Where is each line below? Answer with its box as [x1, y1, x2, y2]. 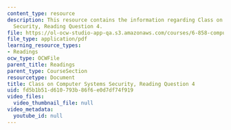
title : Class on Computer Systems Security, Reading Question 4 [7, 80, 195, 87]
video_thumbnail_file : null [13, 100, 94, 107]
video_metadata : [7, 106, 54, 113]
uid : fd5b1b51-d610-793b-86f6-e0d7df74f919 [7, 87, 134, 94]
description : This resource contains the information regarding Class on [7, 17, 223, 23]
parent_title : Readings [7, 61, 76, 68]
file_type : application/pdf [7, 36, 88, 43]
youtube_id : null [13, 112, 63, 119]
